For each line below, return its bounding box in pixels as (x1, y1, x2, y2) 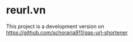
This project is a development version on (6, 23, 104, 30)
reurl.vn (6, 3, 46, 17)
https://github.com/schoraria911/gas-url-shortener (6, 29, 128, 36)
